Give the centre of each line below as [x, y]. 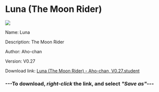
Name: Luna [18, 32]
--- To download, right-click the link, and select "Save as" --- [80, 84]
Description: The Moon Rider [35, 42]
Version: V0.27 [20, 61]
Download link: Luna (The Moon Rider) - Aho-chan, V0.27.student [73, 71]
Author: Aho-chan [24, 51]
